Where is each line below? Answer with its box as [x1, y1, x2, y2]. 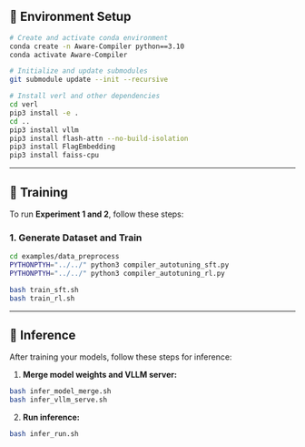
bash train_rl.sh [9, 293, 75, 303]
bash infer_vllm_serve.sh [9, 395, 107, 405]
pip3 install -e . [9, 108, 79, 117]
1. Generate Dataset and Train [9, 231, 143, 244]
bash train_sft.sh [9, 285, 79, 294]
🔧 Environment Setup [9, 9, 132, 25]
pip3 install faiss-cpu [9, 151, 100, 160]
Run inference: [22, 411, 80, 423]
